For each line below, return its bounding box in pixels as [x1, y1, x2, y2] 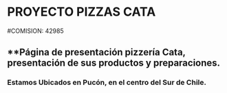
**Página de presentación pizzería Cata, [7, 46, 186, 58]
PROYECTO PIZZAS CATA [7, 4, 156, 20]
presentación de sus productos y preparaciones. [7, 57, 221, 69]
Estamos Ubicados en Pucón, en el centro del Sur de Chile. [7, 78, 206, 88]
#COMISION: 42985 [7, 27, 64, 35]
